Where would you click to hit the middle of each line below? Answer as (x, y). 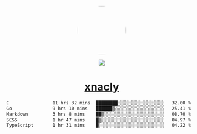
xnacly (102, 87)
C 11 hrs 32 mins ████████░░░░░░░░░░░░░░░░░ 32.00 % (98, 103)
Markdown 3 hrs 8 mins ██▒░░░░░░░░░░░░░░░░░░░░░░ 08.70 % (98, 114)
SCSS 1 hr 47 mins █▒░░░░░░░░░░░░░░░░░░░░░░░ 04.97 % (98, 120)
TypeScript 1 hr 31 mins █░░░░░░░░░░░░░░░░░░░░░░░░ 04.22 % (98, 126)
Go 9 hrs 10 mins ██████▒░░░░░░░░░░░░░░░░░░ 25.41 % (98, 109)
